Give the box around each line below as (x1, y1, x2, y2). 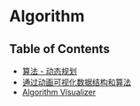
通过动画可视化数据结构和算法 (21, 77, 131, 87)
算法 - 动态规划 (21, 66, 78, 76)
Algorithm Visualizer (21, 87, 97, 97)
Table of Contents (9, 42, 111, 57)
